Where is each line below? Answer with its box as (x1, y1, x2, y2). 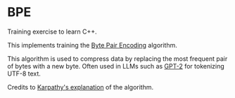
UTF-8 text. (7, 69, 41, 78)
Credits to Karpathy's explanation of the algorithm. (7, 83, 154, 91)
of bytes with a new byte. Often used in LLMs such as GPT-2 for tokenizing (7, 62, 225, 70)
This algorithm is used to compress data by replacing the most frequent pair (7, 54, 228, 63)
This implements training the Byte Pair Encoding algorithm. (7, 41, 178, 49)
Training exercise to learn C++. (7, 27, 97, 36)
